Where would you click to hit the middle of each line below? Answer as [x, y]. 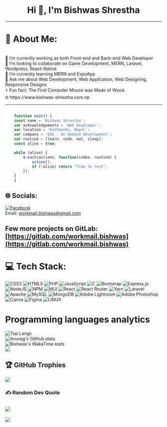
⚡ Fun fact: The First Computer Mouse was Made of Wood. [65, 90]
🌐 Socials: [21, 196]
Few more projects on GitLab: [51, 229]
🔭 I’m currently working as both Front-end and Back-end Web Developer [79, 58]
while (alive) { [31, 153]
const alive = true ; [35, 144]
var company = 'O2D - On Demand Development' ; [63, 134]
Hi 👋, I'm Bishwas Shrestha [83, 10]
